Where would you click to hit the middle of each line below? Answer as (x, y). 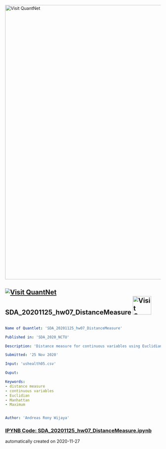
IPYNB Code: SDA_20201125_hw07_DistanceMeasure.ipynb (79, 431)
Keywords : (15, 382)
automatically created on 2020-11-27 (42, 441)
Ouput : (12, 373)
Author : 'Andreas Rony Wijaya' (37, 418)
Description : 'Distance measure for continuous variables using (73, 346)
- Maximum (15, 405)
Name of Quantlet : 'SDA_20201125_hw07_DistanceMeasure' (64, 328)
